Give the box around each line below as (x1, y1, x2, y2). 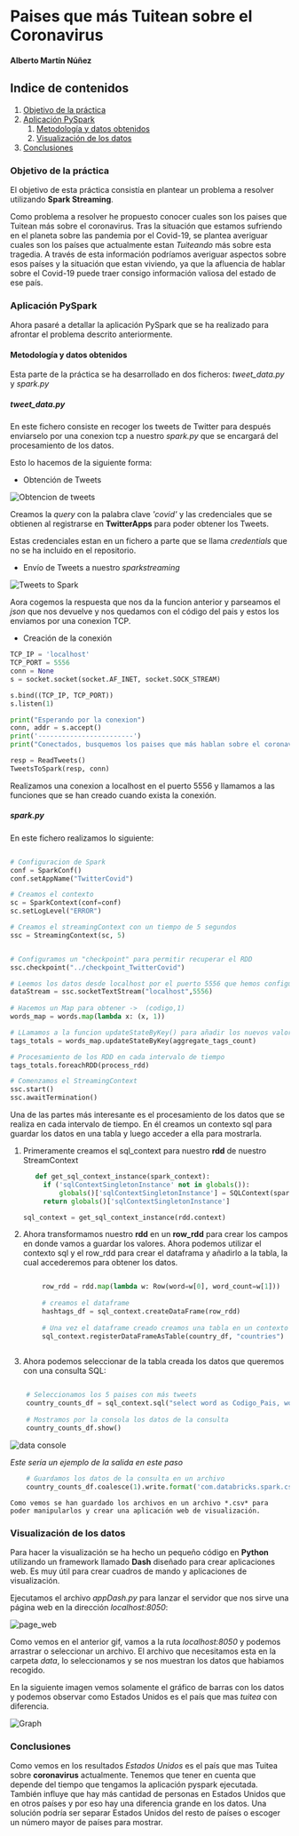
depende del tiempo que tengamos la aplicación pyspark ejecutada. (10, 1779, 258, 1790)
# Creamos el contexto (10, 890, 94, 899)
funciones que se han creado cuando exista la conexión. (10, 789, 216, 801)
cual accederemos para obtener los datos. (22, 1257, 178, 1268)
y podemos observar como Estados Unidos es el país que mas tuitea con (10, 1691, 278, 1702)
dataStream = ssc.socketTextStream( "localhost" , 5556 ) (10, 987, 214, 996)
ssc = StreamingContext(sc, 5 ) (10, 930, 126, 939)
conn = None (10, 667, 54, 676)
